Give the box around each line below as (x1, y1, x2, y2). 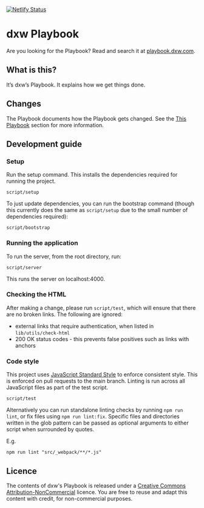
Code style (6, 357, 39, 365)
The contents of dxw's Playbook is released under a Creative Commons (6, 482, 186, 489)
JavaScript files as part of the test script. (6, 384, 108, 391)
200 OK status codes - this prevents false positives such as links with (15, 335, 189, 342)
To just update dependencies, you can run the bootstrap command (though (6, 200, 194, 207)
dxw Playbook (6, 27, 79, 41)
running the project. (6, 177, 56, 185)
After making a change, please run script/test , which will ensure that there (6, 304, 196, 311)
